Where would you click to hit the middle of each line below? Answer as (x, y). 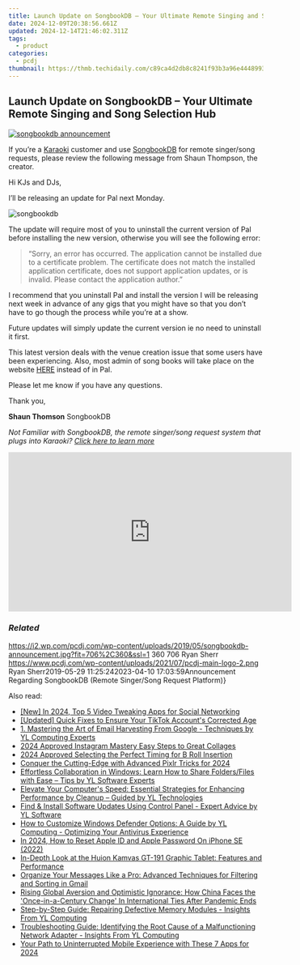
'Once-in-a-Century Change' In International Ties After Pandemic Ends (138, 900)
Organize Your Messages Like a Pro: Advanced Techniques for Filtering (139, 874)
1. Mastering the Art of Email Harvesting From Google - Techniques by (137, 729)
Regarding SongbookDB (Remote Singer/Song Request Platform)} (117, 680)
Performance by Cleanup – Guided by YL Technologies (112, 797)
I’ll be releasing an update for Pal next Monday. (87, 198)
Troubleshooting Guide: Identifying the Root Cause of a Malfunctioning (138, 926)
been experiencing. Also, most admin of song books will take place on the (131, 360)
